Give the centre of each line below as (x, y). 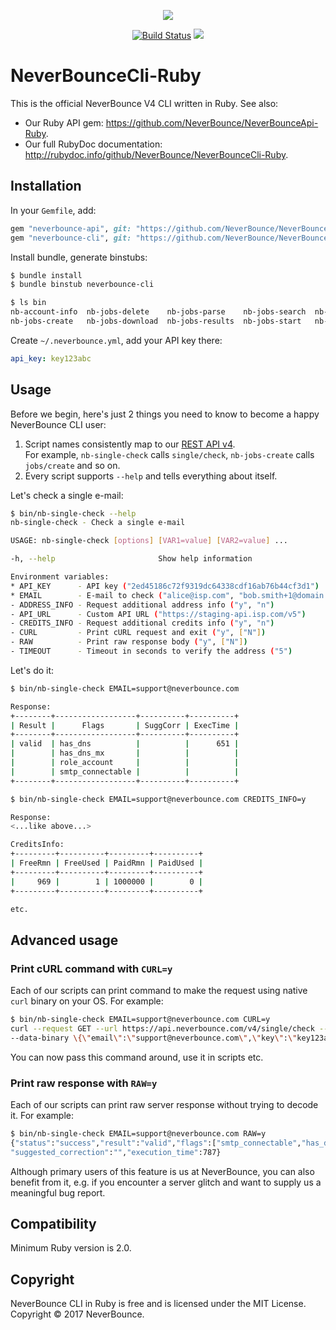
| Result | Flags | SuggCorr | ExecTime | (125, 725)
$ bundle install (46, 275)
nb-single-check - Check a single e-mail (98, 523)
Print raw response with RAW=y (84, 1083)
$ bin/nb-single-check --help (73, 513)
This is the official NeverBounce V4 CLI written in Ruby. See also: (144, 103)
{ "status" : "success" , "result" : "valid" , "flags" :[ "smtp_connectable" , (156, 1143)
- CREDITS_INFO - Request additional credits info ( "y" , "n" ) (142, 623)
